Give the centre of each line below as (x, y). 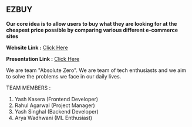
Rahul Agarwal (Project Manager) (55, 105)
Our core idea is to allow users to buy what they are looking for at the (92, 23)
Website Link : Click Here (37, 47)
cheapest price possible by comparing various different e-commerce (92, 30)
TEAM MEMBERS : (28, 88)
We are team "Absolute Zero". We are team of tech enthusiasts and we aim (96, 70)
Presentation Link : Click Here (43, 59)
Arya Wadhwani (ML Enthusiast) (53, 118)
